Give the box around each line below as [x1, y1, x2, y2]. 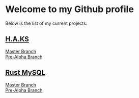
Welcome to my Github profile [5, 4, 134, 15]
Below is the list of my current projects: [5, 20, 88, 26]
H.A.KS [5, 35, 30, 43]
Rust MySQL [5, 68, 46, 77]
